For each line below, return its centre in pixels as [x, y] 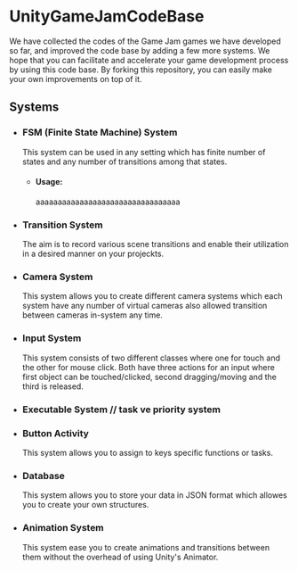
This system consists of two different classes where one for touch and [151, 358]
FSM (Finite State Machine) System [100, 133]
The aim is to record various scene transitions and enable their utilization [155, 244]
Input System [52, 338]
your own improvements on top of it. [76, 79]
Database [43, 476]
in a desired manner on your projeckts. [93, 254]
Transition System [63, 225]
